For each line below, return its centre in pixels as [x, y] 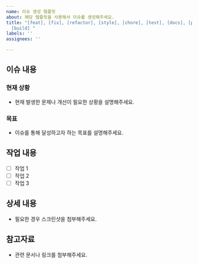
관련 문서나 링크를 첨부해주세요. [51, 255]
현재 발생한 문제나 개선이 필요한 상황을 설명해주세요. [74, 102]
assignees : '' [24, 39]
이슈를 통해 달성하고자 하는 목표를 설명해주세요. [69, 132]
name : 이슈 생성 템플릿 [31, 12]
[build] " [23, 28]
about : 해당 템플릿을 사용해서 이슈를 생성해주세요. [60, 17]
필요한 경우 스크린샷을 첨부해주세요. [56, 219]
